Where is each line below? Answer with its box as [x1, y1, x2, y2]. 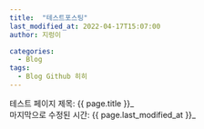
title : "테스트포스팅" [9, 13, 88, 23]
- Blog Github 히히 [17, 72, 88, 82]
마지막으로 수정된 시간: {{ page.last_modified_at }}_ [9, 109, 196, 120]
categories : [9, 46, 55, 55]
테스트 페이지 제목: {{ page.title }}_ [9, 97, 135, 109]
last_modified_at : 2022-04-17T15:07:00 [9, 22, 161, 31]
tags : [9, 64, 30, 73]
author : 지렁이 [9, 30, 62, 39]
